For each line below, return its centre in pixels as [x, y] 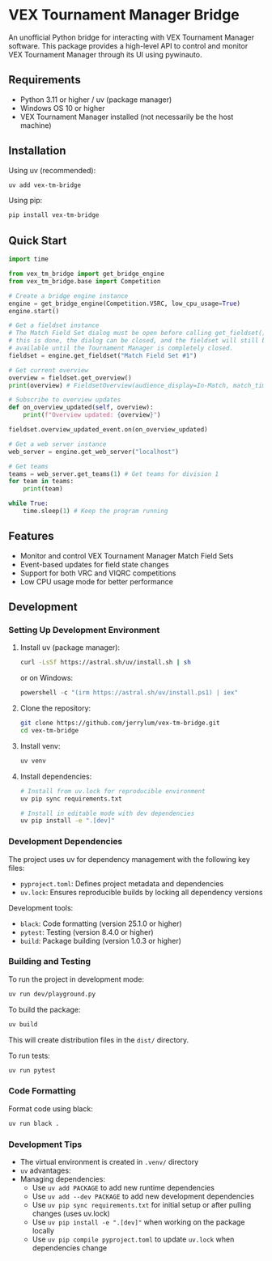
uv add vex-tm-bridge [45, 185]
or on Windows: [47, 678]
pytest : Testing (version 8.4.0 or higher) [87, 932]
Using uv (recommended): [52, 170]
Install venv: [40, 745]
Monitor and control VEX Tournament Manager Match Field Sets [127, 555]
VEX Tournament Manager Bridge [124, 15]
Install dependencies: [56, 776]
